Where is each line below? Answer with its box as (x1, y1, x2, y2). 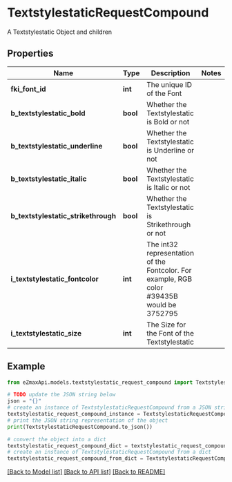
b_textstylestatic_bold (10, 108, 86, 118)
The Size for (146, 320, 186, 329)
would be (146, 300, 177, 309)
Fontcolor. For (146, 265, 192, 275)
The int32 (146, 240, 178, 249)
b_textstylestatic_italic (10, 174, 87, 184)
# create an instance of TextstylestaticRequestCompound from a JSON (7, 404, 212, 412)
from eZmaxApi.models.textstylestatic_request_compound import (7, 378, 193, 386)
